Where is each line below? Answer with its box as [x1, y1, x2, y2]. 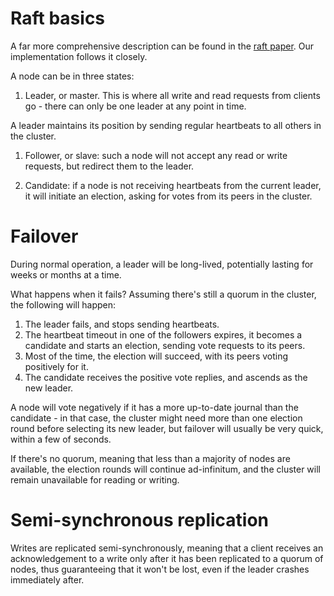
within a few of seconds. [10, 433, 112, 445]
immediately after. [10, 573, 85, 586]
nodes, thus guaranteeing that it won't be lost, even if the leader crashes [10, 563, 310, 575]
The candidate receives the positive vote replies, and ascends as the [24, 371, 308, 383]
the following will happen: [10, 298, 117, 311]
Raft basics [10, 7, 106, 30]
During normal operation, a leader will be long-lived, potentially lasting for [10, 258, 314, 270]
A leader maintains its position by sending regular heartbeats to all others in [10, 119, 322, 131]
